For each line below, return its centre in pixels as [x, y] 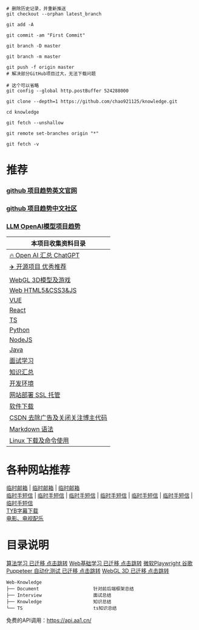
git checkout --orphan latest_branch [54, 14]
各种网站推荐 [39, 470]
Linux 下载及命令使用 [39, 441]
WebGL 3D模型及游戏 [40, 280]
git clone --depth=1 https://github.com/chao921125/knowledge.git [92, 102]
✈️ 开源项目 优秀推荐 [38, 267]
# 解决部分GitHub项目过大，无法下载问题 [51, 74]
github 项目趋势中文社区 [42, 209]
